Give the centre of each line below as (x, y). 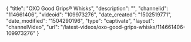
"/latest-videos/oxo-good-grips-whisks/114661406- (123, 27)
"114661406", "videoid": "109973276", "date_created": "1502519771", (89, 15)
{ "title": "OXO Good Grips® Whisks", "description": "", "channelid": (87, 8)
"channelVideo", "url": (33, 27)
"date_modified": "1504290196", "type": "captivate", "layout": (80, 21)
